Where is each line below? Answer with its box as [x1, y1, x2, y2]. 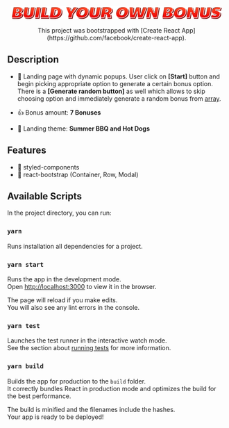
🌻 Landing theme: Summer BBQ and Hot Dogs [17, 124, 151, 133]
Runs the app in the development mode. [7, 275, 121, 283]
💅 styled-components [17, 163, 80, 171]
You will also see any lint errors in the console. [7, 304, 140, 312]
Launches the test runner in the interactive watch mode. [7, 336, 168, 345]
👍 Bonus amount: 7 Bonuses [17, 108, 101, 117]
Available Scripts [7, 190, 82, 202]
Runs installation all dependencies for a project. [7, 242, 144, 250]
